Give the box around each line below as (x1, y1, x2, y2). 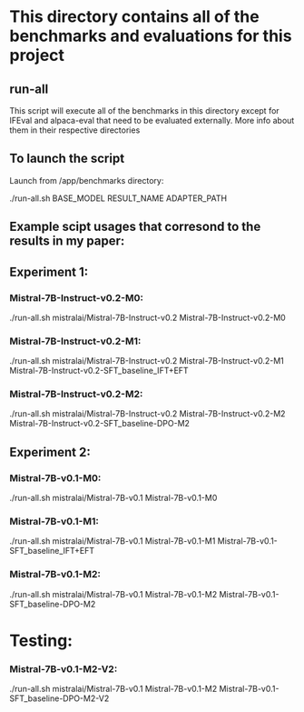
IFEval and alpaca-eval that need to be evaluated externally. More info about (9, 115, 295, 125)
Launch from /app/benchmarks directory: (9, 175, 164, 186)
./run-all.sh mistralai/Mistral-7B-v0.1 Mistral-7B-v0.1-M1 (9, 536, 216, 547)
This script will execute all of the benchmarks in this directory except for (9, 105, 279, 115)
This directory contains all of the (9, 6, 260, 27)
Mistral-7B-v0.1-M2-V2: (9, 662, 118, 675)
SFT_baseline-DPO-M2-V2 (9, 693, 110, 704)
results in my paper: (9, 234, 125, 249)
